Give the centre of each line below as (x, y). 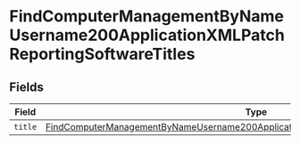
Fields (27, 87)
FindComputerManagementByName (146, 16)
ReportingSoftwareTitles (102, 54)
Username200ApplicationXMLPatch (147, 35)
